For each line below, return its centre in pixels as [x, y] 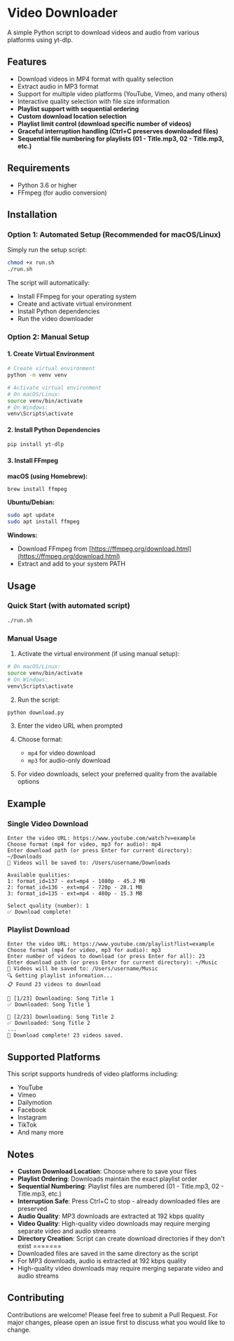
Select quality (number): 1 [48, 906]
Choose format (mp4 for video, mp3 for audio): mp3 [84, 950]
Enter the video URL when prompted [70, 726]
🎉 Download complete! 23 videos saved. [66, 1035]
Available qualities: [39, 875]
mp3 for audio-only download [69, 761]
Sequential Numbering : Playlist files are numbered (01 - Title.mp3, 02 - [121, 1186]
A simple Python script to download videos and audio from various [103, 32]
